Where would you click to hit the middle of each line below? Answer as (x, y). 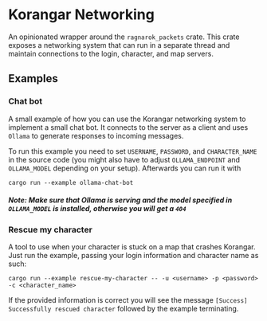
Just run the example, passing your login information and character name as (133, 255)
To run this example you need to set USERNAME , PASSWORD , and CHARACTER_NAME (133, 151)
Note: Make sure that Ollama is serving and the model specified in (120, 200)
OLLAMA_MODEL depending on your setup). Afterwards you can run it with (125, 168)
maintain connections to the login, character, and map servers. (111, 53)
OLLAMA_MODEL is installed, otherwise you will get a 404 (97, 209)
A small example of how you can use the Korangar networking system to (127, 119)
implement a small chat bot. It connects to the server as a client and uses (128, 127)
